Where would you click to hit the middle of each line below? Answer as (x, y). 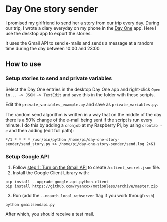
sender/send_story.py (28, 144)
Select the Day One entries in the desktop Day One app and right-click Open (83, 89)
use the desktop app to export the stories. (48, 33)
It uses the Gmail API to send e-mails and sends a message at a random (79, 43)
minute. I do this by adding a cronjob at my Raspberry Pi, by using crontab (82, 125)
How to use (23, 64)
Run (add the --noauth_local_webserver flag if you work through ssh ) (83, 195)
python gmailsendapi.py (30, 205)
